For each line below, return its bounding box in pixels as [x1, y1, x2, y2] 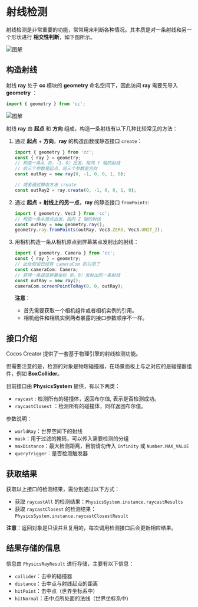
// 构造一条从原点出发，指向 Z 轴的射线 [14, 216, 101, 222]
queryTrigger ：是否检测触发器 [14, 450, 88, 457]
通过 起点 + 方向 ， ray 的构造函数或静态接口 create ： [14, 137, 143, 145]
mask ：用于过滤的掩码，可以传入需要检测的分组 [14, 435, 129, 442]
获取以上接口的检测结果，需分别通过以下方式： [6, 485, 120, 492]
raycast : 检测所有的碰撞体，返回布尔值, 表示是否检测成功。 [14, 395, 160, 402]
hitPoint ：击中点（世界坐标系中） [14, 587, 98, 594]
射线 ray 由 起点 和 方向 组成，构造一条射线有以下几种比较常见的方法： [6, 125, 178, 132]
